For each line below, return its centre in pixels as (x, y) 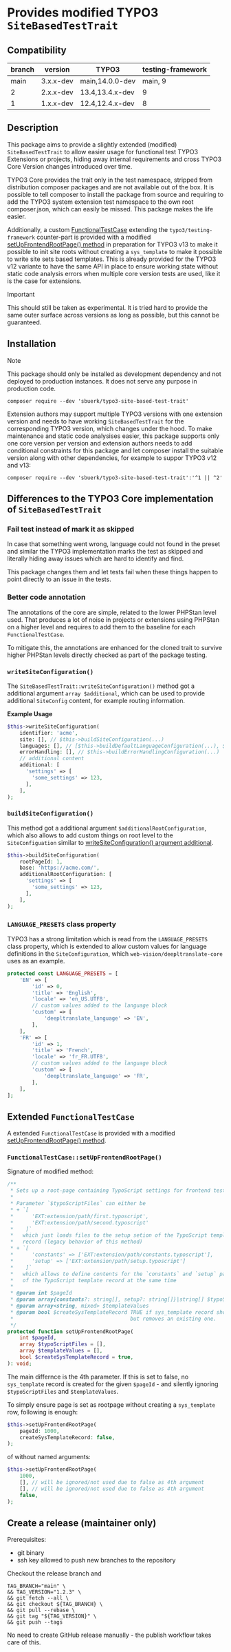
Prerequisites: (27, 1540)
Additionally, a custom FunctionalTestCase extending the (88, 229)
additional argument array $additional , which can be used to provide (106, 693)
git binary (31, 1553)
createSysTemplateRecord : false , (67, 1437)
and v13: (19, 465)
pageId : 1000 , (40, 1431)
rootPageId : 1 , (41, 861)
